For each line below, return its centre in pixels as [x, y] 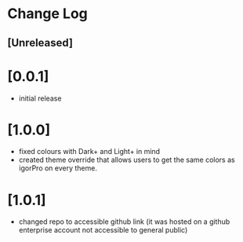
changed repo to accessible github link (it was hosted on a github [124, 222]
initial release [40, 98]
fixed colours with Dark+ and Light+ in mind [89, 152]
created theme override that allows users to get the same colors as [127, 160]
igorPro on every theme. [58, 168]
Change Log [47, 14]
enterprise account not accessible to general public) [103, 230]
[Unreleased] [40, 43]
